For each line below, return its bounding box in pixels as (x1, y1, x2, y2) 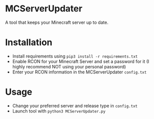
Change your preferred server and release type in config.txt (12, 103, 138, 109)
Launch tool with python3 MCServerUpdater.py (12, 108, 106, 114)
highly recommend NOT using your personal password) (12, 63, 126, 69)
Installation (5, 37, 53, 48)
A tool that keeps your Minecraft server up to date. (5, 19, 108, 25)
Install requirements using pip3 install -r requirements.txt (12, 53, 138, 59)
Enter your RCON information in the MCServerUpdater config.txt (12, 69, 147, 75)
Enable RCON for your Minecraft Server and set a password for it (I (12, 58, 150, 64)
